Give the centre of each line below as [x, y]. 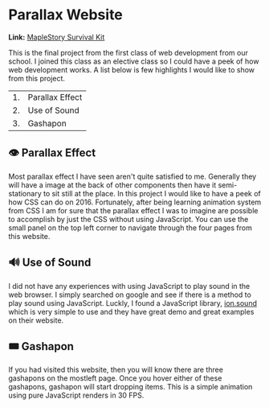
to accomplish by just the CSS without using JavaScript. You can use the [128, 219]
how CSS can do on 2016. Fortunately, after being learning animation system [135, 202]
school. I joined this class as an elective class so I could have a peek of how [134, 61]
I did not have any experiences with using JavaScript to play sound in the [129, 286]
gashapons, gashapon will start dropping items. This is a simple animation [130, 387]
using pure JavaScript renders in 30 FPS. [76, 395]
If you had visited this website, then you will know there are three [116, 370]
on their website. [36, 320]
